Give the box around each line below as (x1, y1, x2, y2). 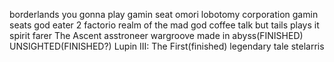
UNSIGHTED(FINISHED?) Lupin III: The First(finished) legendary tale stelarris (9, 40, 325, 52)
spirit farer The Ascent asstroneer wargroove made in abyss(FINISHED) (9, 30, 304, 41)
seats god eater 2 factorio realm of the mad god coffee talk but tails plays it (9, 19, 320, 31)
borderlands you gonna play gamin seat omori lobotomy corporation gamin (9, 9, 319, 20)
